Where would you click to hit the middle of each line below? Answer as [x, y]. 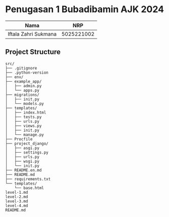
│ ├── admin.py [24, 86]
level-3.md [17, 201]
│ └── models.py [25, 103]
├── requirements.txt [28, 179]
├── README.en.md [24, 170]
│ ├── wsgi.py [22, 161]
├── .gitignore [21, 68]
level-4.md [17, 206]
